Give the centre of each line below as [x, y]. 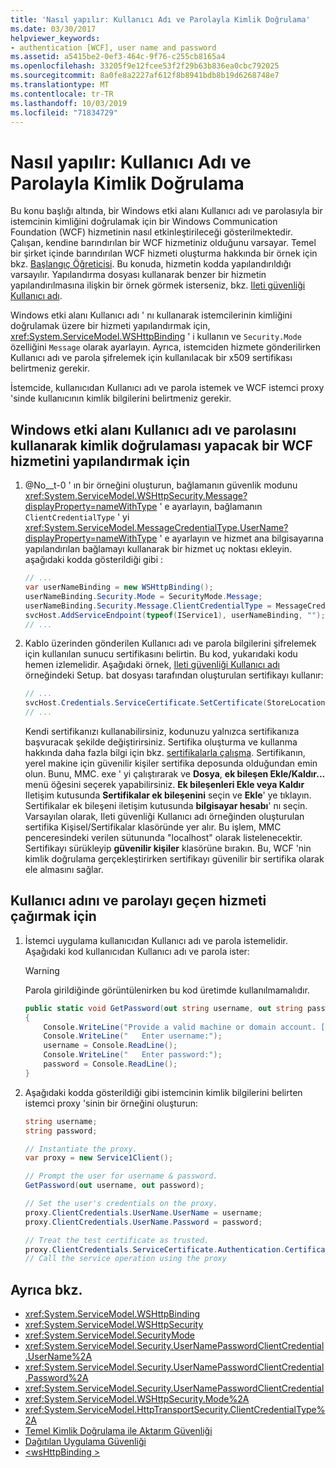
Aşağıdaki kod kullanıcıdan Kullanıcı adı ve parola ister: [137, 951]
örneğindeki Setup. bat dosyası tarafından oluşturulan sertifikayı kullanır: [174, 675]
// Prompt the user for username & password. [121, 1176]
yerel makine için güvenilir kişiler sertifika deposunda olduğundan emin [171, 763]
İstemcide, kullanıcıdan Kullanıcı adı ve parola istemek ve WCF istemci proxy [167, 388]
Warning [42, 970]
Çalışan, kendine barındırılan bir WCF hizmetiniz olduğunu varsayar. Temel [163, 243]
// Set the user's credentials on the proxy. [121, 1204]
